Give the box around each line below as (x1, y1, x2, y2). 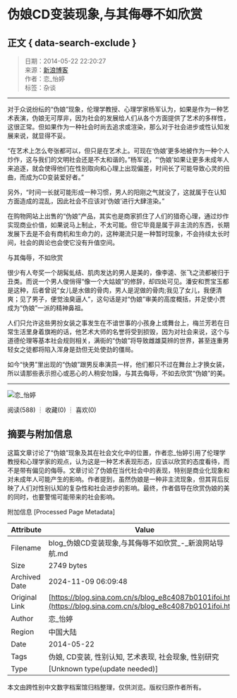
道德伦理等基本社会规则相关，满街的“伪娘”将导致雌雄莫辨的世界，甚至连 (7, 336, 217, 345)
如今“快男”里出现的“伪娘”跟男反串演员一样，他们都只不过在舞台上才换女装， (7, 360, 229, 368)
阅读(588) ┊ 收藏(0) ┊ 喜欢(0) (7, 406, 97, 414)
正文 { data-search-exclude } (7, 37, 137, 49)
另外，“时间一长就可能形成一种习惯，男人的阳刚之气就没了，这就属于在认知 (7, 188, 227, 196)
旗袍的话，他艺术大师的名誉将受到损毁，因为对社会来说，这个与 (44, 328, 230, 336)
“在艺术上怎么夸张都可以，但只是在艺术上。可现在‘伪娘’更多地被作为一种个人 (7, 146, 230, 155)
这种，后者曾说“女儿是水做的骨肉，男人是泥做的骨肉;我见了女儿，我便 (13, 286, 217, 294)
